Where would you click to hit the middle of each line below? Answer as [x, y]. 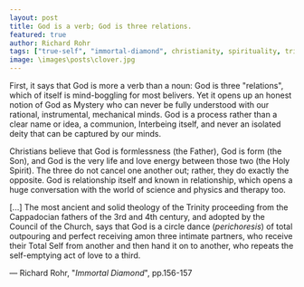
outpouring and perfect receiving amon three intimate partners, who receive [151, 236]
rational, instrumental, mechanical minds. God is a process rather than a [143, 115]
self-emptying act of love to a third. [75, 255]
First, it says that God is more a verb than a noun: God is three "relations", [147, 86]
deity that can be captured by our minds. [85, 134]
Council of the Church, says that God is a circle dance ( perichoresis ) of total [151, 226]
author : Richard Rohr [50, 43]
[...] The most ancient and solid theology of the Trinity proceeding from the [149, 207]
